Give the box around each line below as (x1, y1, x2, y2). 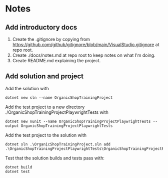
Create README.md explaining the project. (12, 58, 101, 63)
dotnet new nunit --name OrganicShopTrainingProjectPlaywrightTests (5, 119, 151, 124)
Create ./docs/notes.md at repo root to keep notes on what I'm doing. (12, 52, 156, 58)
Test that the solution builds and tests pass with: (5, 155, 105, 161)
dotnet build (5, 164, 32, 169)
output (5, 123, 19, 128)
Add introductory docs (5, 23, 77, 32)
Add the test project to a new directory (5, 104, 85, 110)
